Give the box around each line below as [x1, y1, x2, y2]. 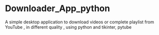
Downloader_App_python [5, 3, 110, 14]
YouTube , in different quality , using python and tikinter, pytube [5, 24, 132, 30]
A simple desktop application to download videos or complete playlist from [5, 19, 154, 25]
